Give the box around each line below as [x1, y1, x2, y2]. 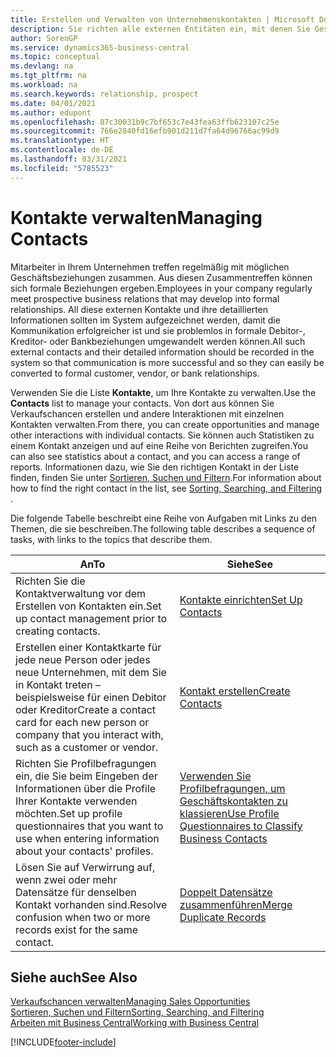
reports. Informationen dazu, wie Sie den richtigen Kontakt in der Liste [10, 461, 300, 473]
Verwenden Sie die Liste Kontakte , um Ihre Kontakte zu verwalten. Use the [10, 386, 317, 398]
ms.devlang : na [10, 61, 74, 71]
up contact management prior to [15, 611, 168, 625]
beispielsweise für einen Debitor [15, 690, 167, 704]
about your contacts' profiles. [15, 844, 154, 858]
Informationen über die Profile [15, 781, 157, 795]
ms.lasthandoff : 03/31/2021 [10, 154, 128, 164]
